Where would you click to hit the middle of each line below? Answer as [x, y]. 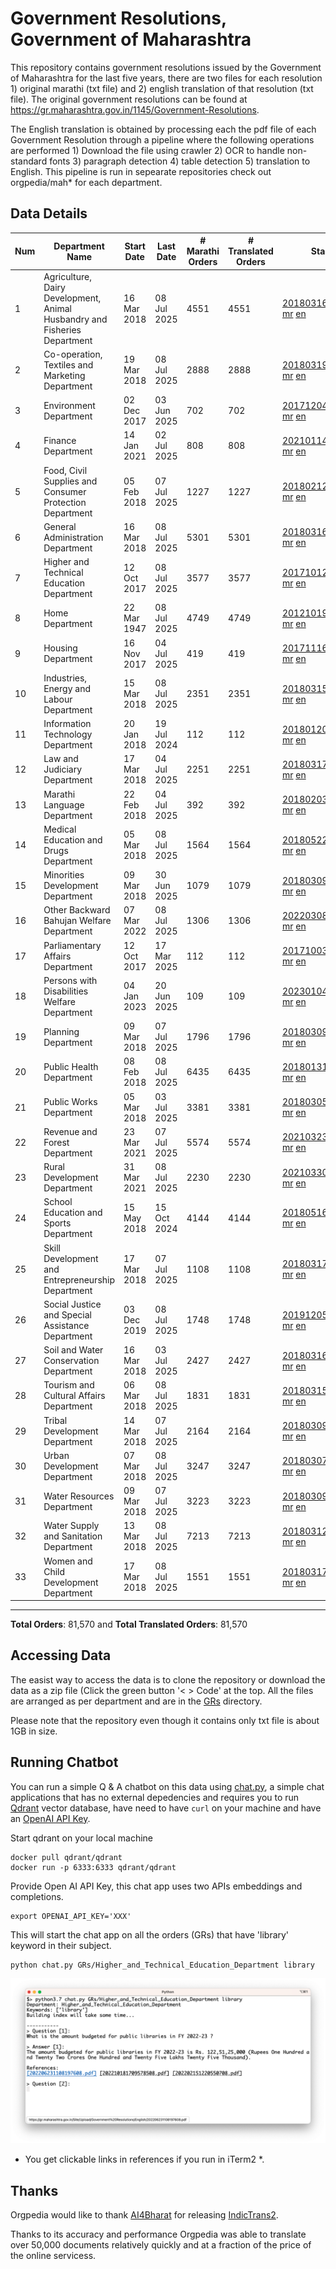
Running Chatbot [64, 1762]
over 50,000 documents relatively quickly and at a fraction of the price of [161, 2245]
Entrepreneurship [79, 1279]
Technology [68, 734]
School [58, 1202]
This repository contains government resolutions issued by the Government [166, 67]
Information [67, 723]
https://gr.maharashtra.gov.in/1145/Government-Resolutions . [135, 109]
